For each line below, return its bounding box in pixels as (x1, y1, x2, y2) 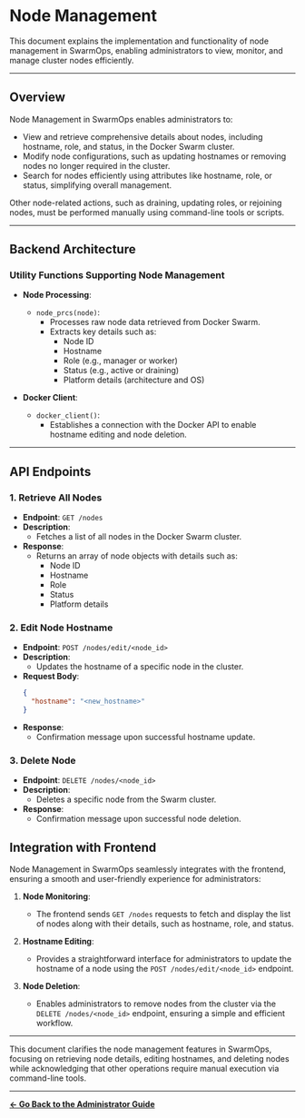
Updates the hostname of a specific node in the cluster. (35, 661, 244, 672)
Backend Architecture (9, 242, 136, 257)
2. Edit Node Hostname (9, 621, 113, 634)
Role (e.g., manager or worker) (63, 355, 179, 366)
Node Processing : (22, 290, 93, 301)
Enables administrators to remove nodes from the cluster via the (35, 998, 277, 1009)
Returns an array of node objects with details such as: (35, 550, 238, 561)
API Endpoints (9, 464, 92, 480)
